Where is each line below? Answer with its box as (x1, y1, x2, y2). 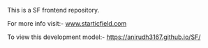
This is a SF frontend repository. (7, 6, 100, 14)
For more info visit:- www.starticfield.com (7, 19, 127, 27)
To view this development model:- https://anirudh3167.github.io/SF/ (7, 33, 201, 41)
